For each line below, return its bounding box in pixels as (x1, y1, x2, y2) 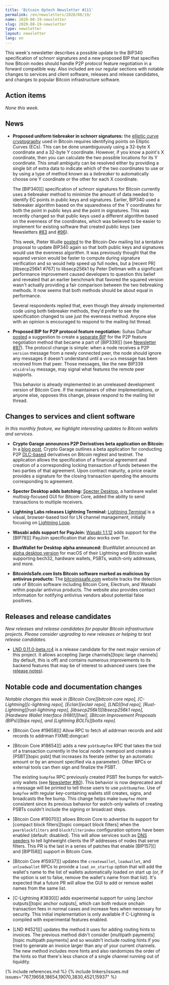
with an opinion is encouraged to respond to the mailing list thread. (12, 318, 152, 324)
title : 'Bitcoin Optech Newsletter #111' (5, 7, 94, 13)
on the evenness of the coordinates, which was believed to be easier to (12, 218, 161, 224)
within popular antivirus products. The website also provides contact (12, 587, 155, 593)
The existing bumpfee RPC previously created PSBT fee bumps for (12, 774, 148, 780)
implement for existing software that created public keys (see (12, 224, 140, 230)
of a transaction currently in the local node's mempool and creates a (12, 748, 155, 754)
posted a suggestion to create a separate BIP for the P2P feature (12, 334, 147, 340)
